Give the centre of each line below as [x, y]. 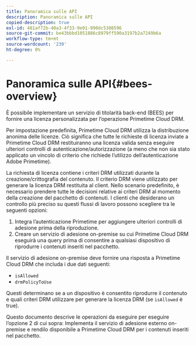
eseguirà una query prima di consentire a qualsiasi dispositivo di [92, 240]
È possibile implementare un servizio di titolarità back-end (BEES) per [90, 113]
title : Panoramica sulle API [42, 11]
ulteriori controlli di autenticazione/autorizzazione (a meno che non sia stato [98, 149]
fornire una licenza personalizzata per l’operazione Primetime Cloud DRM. [95, 119]
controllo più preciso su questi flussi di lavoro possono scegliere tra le [91, 204]
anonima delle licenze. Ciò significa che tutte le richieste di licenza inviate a [97, 136]
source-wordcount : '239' [36, 45]
